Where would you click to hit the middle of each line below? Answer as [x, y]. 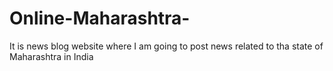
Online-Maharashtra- [100, 18]
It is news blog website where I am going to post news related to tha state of [166, 46]
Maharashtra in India [51, 56]
